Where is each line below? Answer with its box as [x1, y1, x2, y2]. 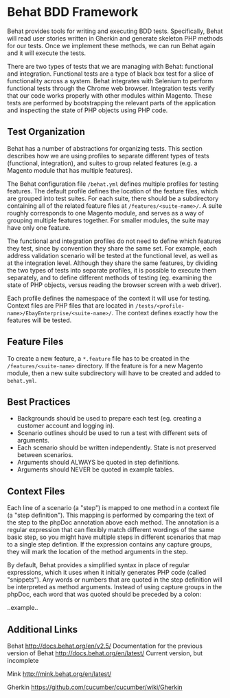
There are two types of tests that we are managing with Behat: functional [7, 62, 214, 70]
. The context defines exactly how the [111, 308, 218, 317]
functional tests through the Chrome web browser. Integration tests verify [7, 84, 215, 92]
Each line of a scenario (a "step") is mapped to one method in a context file [7, 504, 220, 512]
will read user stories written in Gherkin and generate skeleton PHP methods [7, 34, 223, 42]
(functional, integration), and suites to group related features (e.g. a [7, 159, 198, 167]
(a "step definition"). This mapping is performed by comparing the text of [7, 511, 214, 520]
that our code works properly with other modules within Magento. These [7, 91, 213, 100]
